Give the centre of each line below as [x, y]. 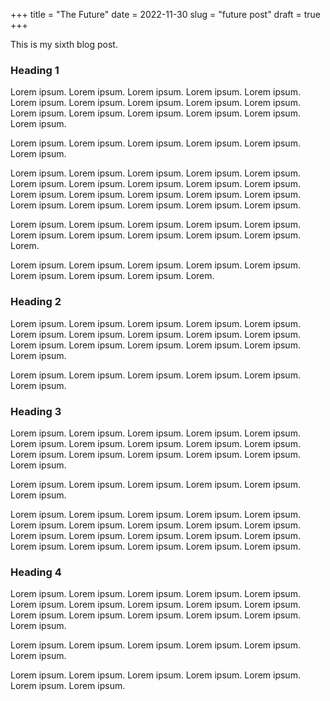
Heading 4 [36, 572]
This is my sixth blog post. [64, 44]
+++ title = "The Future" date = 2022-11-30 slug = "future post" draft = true [166, 14]
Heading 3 [36, 411]
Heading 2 [36, 302]
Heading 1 [35, 70]
